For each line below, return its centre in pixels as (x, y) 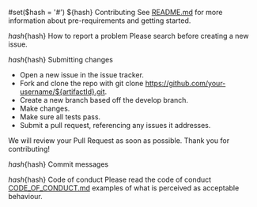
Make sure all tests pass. (60, 117)
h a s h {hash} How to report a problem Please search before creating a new (128, 36)
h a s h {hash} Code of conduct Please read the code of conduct (110, 179)
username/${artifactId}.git (62, 92)
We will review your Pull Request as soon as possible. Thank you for (119, 141)
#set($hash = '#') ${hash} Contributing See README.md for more (115, 12)
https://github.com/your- (185, 83)
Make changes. (45, 108)
